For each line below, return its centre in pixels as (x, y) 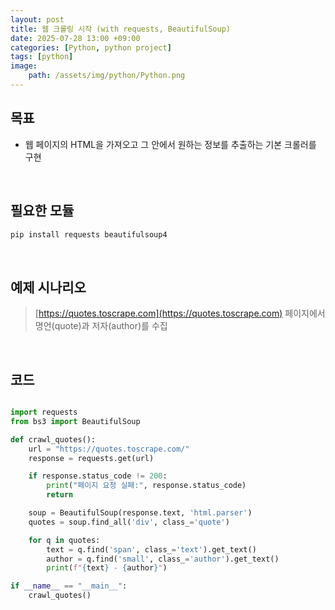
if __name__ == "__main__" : (69, 586)
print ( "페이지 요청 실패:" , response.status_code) (146, 486)
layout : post (37, 19)
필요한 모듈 (42, 211)
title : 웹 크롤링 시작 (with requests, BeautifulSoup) (121, 29)
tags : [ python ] (42, 57)
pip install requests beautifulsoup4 (89, 234)
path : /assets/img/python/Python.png (107, 76)
